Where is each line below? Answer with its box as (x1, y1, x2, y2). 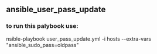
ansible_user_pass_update (6, 5, 106, 15)
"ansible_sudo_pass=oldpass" (6, 41, 79, 48)
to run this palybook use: (6, 22, 79, 30)
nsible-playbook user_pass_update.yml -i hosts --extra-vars (6, 35, 151, 42)
